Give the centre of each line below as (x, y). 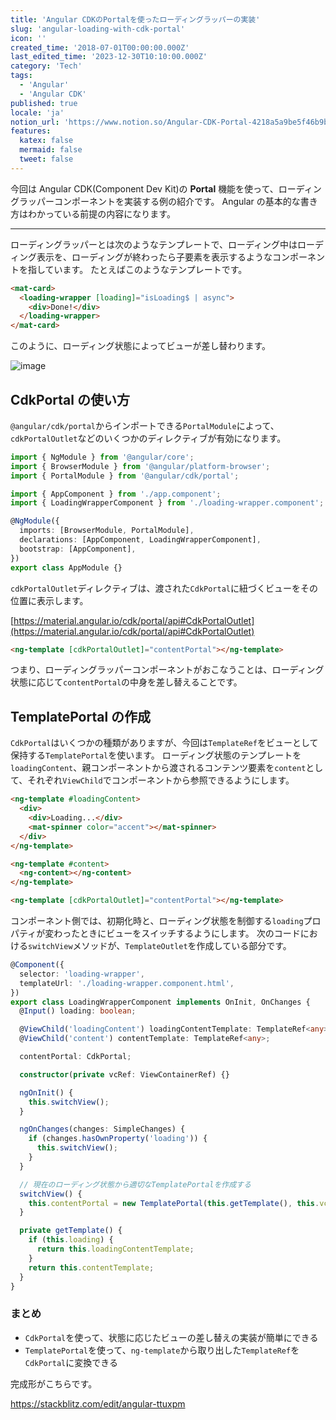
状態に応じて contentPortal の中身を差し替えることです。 (126, 682)
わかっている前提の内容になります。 (101, 213)
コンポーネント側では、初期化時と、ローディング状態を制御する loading (157, 920)
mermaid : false (51, 150)
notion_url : (35, 122)
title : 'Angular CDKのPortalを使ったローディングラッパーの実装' (135, 19)
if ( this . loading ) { (71, 1240)
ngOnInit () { (46, 1092)
